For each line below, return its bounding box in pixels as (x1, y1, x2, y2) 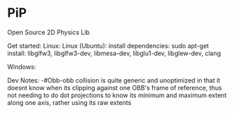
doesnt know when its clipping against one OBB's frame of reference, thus (7, 83, 222, 92)
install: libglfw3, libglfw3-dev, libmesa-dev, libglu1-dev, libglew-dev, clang (7, 49, 221, 57)
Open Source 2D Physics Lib (7, 28, 90, 36)
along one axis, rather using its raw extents (7, 98, 132, 106)
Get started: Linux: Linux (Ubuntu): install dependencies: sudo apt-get (7, 41, 209, 50)
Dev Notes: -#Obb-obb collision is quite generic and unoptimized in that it (7, 76, 221, 85)
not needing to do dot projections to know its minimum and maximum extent (7, 91, 227, 99)
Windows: (7, 62, 36, 71)
